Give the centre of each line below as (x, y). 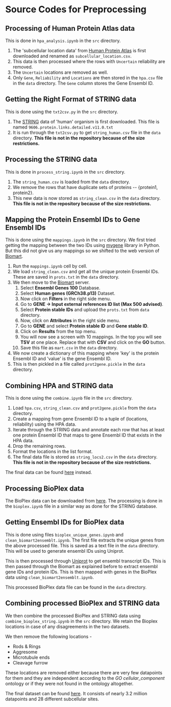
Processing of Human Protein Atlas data (70, 28)
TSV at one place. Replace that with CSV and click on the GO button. (93, 342)
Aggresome (25, 652)
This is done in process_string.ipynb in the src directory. (65, 172)
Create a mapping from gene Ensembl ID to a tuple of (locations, (80, 419)
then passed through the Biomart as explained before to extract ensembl (82, 566)
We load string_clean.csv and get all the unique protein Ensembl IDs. (86, 272)
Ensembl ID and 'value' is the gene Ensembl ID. (62, 359)
